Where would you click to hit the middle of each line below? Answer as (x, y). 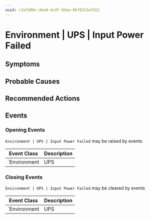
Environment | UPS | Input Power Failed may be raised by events (74, 141)
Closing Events (24, 177)
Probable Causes (33, 81)
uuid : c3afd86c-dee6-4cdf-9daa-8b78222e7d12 (52, 10)
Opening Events (25, 130)
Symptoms (23, 64)
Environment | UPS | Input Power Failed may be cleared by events (75, 188)
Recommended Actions (43, 98)
